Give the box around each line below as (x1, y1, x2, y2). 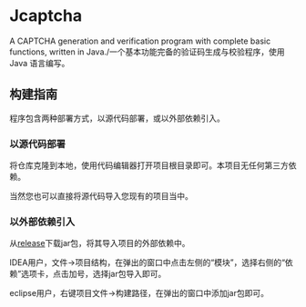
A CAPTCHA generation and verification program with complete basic (9, 35, 271, 46)
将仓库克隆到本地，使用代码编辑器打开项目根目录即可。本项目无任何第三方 (9, 160, 289, 171)
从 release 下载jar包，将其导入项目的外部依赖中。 (9, 238, 190, 249)
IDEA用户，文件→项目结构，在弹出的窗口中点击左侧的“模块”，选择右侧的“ (9, 257, 285, 268)
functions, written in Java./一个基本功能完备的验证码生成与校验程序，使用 (9, 46, 285, 57)
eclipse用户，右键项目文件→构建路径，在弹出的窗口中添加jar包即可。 (9, 288, 269, 299)
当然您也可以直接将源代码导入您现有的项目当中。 (9, 191, 193, 202)
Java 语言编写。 (9, 57, 70, 68)
